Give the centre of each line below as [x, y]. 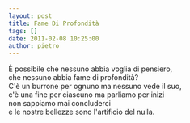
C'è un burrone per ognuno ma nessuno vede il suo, [95, 87]
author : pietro [34, 46]
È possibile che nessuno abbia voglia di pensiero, [91, 69]
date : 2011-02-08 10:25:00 [54, 38]
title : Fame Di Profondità [54, 23]
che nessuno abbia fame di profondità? [74, 78]
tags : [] [23, 31]
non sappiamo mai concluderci [60, 104]
